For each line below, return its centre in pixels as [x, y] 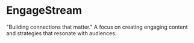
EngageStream [44, 10]
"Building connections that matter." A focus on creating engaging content [97, 27]
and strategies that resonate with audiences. [61, 33]
